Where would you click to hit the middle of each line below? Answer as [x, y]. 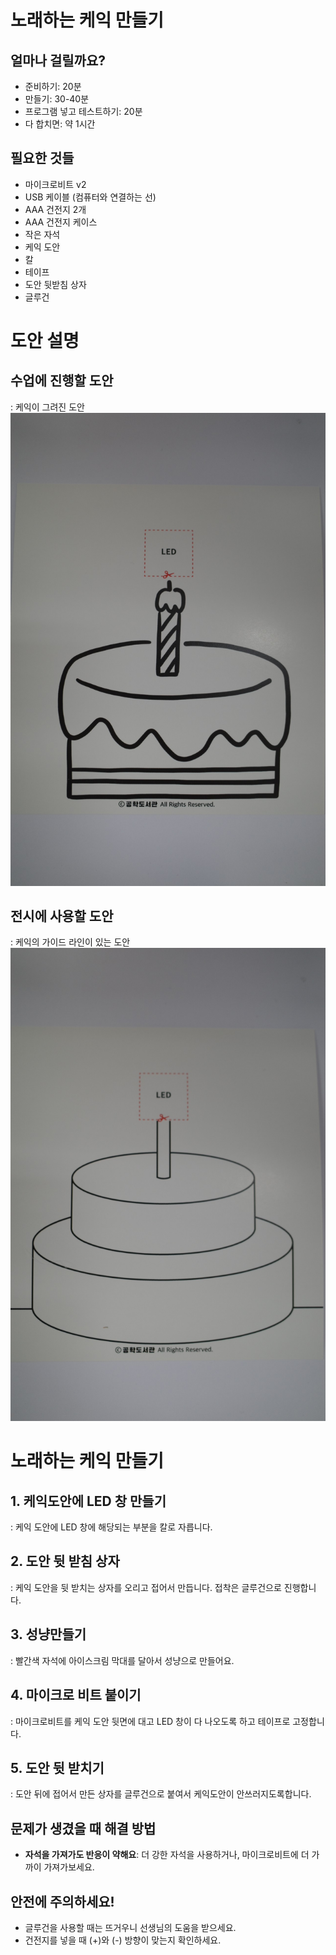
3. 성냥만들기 [48, 1634]
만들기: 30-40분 [57, 99]
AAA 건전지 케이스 [61, 222]
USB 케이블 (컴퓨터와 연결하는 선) [90, 197]
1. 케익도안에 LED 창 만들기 [88, 1501]
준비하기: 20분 [53, 86]
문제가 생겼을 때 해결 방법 [83, 1828]
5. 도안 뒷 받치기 [57, 1767]
